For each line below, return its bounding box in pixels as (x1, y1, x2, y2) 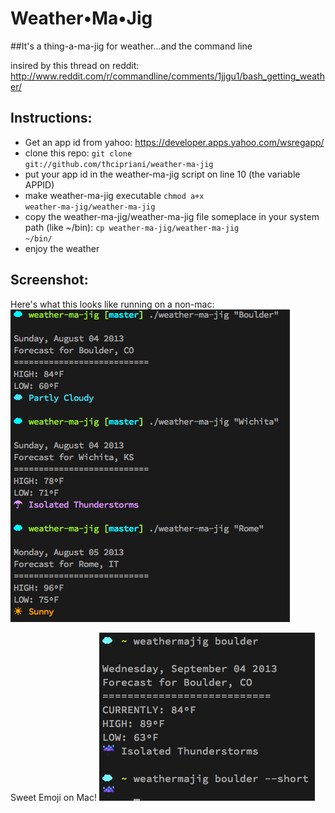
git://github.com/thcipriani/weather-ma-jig (24, 159, 214, 169)
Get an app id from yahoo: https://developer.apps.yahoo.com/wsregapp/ (24, 136, 325, 148)
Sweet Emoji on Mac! (10, 791, 97, 803)
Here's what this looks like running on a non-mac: (10, 298, 215, 310)
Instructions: (10, 110, 93, 127)
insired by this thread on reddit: (10, 59, 140, 71)
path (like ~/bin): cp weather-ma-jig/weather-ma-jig (24, 221, 240, 233)
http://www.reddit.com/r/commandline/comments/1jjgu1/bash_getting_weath (10, 70, 325, 82)
